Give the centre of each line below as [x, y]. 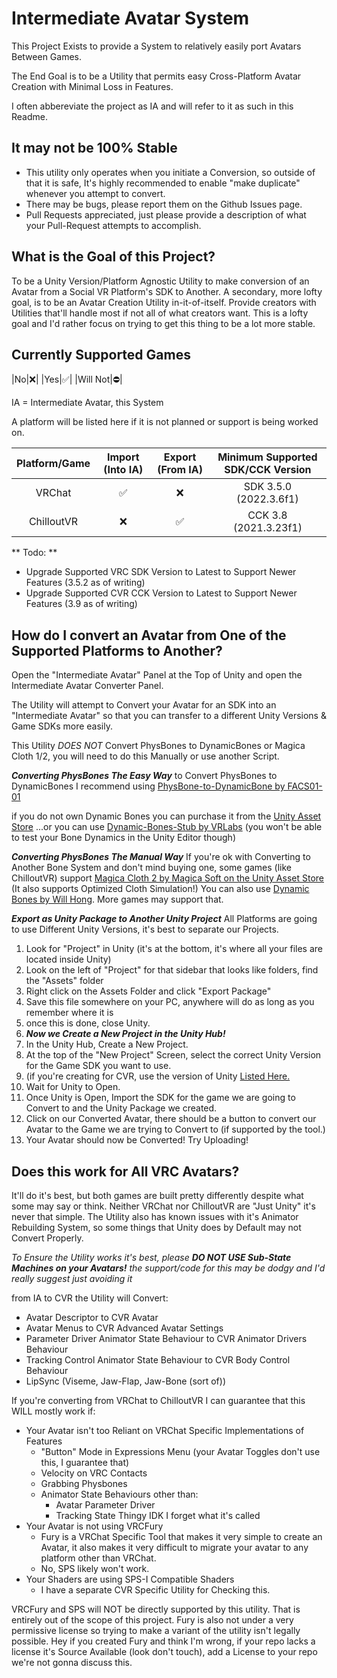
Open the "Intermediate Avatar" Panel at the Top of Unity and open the [157, 675]
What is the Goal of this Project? [113, 257]
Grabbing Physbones [84, 1483]
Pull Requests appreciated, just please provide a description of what [166, 214]
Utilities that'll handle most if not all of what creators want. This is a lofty [160, 313]
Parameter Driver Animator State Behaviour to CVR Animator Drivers [166, 1338]
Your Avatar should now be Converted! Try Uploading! [137, 1140]
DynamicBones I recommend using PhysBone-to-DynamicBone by [148, 786]
